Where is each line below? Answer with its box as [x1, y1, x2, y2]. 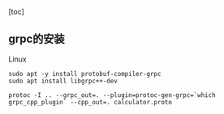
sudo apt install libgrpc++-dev [8, 77, 118, 85]
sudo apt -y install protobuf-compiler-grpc [8, 70, 162, 78]
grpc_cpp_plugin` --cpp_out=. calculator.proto [8, 98, 173, 106]
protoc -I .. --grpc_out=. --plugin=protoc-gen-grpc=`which [8, 91, 217, 99]
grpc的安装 [8, 32, 65, 46]
